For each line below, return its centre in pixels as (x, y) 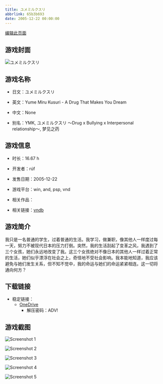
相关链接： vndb (28, 210)
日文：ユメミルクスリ (33, 92)
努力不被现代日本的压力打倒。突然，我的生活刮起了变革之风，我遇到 (86, 245)
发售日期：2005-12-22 (35, 179)
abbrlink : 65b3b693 (25, 14)
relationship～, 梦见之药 (36, 129)
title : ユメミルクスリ (25, 9)
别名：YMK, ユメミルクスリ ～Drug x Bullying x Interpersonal (73, 123)
